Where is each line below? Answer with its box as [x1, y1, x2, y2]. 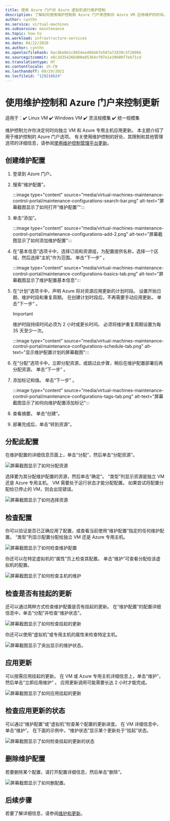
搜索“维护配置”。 [12, 181, 48, 187]
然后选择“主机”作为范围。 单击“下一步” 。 [21, 255, 108, 261]
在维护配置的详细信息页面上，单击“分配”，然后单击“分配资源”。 [5, 452, 138, 458]
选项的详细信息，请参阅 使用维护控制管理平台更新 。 [5, 140, 112, 146]
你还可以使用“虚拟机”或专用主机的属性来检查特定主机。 [5, 631, 120, 638]
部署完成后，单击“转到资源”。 [12, 421, 75, 427]
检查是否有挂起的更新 [5, 589, 72, 597]
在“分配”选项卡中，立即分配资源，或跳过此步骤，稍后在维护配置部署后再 [12, 360, 163, 366]
